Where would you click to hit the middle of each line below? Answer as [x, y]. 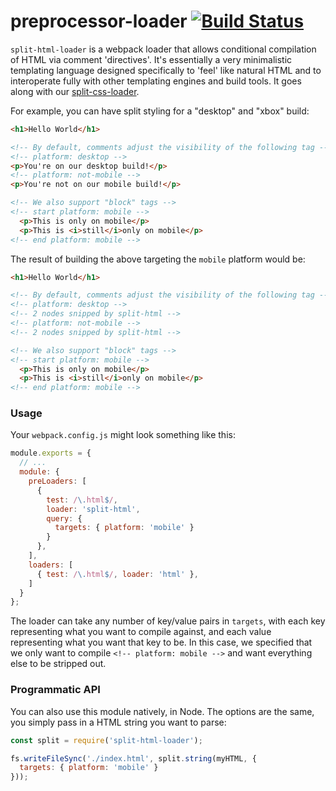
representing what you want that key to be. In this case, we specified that [161, 642]
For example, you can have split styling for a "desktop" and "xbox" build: [160, 111]
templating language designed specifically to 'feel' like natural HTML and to [166, 70]
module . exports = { [51, 453]
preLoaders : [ [57, 481]
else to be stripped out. [58, 664]
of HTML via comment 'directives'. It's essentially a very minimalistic [151, 59]
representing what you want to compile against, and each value [141, 632]
